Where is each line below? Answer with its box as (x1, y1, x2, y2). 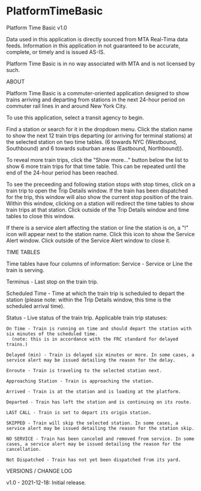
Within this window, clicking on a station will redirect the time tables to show (6, 200, 194, 207)
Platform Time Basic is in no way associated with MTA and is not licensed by (6, 60, 195, 67)
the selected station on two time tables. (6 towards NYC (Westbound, (6, 138, 178, 145)
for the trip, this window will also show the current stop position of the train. (6, 193, 193, 200)
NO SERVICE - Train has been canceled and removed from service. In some (6, 436, 195, 442)
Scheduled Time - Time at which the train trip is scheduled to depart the (6, 290, 185, 297)
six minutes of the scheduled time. (6, 331, 98, 337)
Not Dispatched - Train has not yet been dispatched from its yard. (6, 457, 181, 463)
